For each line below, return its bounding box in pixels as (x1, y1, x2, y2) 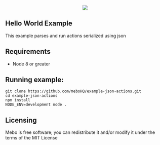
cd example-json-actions (5, 93, 58, 98)
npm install (5, 98, 30, 103)
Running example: (5, 76, 64, 84)
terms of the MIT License (5, 135, 58, 141)
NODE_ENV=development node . (5, 102, 67, 107)
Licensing (5, 116, 37, 124)
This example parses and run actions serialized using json (5, 32, 127, 39)
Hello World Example (5, 19, 72, 28)
